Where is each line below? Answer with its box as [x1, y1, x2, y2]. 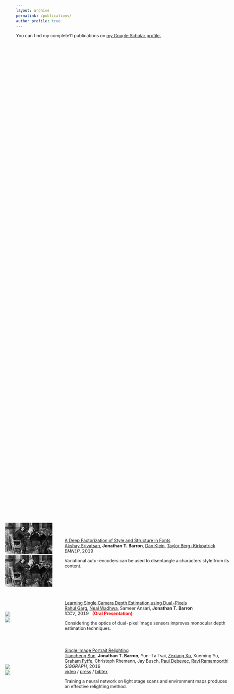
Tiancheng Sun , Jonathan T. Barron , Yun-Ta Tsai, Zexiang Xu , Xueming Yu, [64, 652, 219, 658]
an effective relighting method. [64, 683, 127, 689]
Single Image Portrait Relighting [64, 647, 129, 653]
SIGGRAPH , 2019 [64, 663, 101, 669]
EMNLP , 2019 [64, 548, 94, 554]
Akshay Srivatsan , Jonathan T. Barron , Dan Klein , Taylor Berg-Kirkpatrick [64, 542, 216, 548]
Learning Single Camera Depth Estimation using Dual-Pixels [64, 600, 187, 606]
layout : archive [16, 8, 50, 13]
